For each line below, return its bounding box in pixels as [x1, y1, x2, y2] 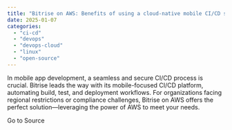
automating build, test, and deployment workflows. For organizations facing [7, 88, 222, 96]
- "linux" [13, 49, 41, 56]
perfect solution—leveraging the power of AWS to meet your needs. [7, 102, 200, 111]
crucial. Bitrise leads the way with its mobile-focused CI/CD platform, [7, 80, 204, 89]
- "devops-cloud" [13, 42, 64, 49]
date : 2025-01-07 [7, 17, 57, 23]
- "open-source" [13, 55, 60, 62]
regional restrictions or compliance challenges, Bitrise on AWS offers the [7, 96, 214, 104]
